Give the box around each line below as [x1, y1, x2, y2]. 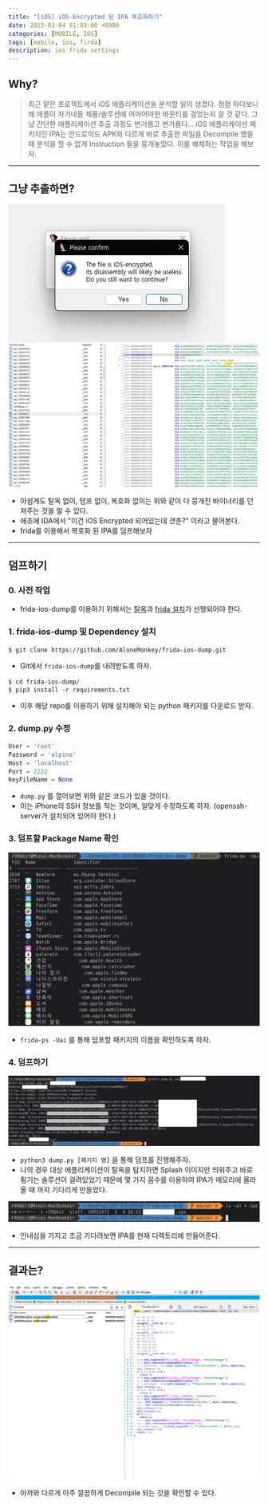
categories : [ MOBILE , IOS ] [8, 30, 98, 37]
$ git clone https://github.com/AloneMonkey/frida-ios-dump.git [8, 646, 227, 654]
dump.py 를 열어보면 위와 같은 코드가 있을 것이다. [19, 791, 171, 801]
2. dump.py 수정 [8, 723, 71, 734]
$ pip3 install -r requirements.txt [8, 686, 130, 694]
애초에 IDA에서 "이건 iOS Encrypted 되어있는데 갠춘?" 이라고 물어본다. [19, 515, 240, 526]
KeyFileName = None [8, 776, 73, 784]
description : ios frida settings [8, 46, 120, 55]
